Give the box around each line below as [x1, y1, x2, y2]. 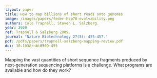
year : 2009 [5, 25, 27, 30]
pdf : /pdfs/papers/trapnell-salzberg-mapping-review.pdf [5, 39, 123, 44]
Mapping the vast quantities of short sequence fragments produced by [5, 57, 148, 62]
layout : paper [5, 7, 34, 12]
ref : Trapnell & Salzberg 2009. [5, 30, 71, 35]
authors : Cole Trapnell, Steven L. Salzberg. [5, 20, 99, 26]
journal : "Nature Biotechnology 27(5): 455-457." [5, 35, 108, 39]
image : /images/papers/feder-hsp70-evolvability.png [5, 16, 115, 21]
